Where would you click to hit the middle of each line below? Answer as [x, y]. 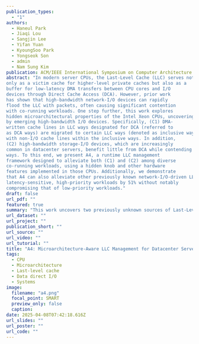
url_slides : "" [25, 320]
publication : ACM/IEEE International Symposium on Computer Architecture [99, 72]
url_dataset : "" [26, 216]
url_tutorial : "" [28, 243]
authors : [17, 23]
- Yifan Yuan [28, 45]
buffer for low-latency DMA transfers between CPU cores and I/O [88, 89]
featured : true [25, 205]
